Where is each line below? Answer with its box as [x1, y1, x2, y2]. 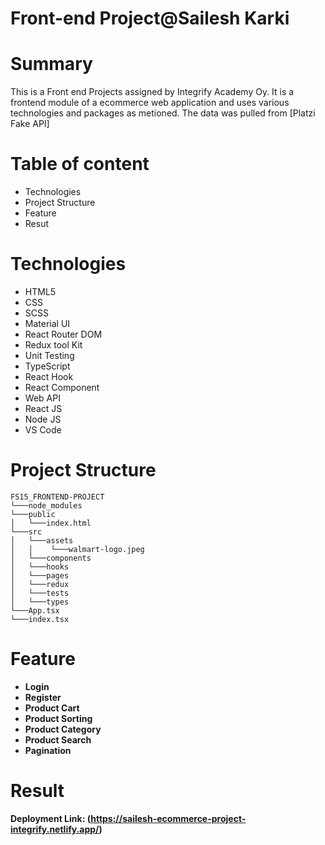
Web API [24, 392, 61, 404]
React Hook [24, 371, 74, 382]
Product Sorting [24, 712, 93, 724]
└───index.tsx [10, 614, 70, 624]
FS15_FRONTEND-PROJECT [10, 492, 105, 502]
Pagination [24, 744, 72, 756]
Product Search [24, 733, 92, 746]
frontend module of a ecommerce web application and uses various [10, 97, 290, 109]
